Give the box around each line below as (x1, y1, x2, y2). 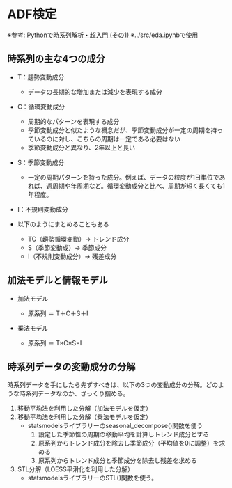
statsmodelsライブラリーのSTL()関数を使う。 (27, 474, 158, 482)
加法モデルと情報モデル (7, 274, 108, 286)
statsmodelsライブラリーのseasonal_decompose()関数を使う (27, 422, 203, 430)
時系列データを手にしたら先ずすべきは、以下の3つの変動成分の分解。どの (7, 381, 218, 389)
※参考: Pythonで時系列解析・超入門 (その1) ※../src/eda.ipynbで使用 (7, 31, 199, 39)
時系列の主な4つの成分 (7, 53, 106, 65)
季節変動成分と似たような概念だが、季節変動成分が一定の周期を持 (27, 126, 217, 134)
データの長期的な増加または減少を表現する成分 (27, 88, 162, 96)
